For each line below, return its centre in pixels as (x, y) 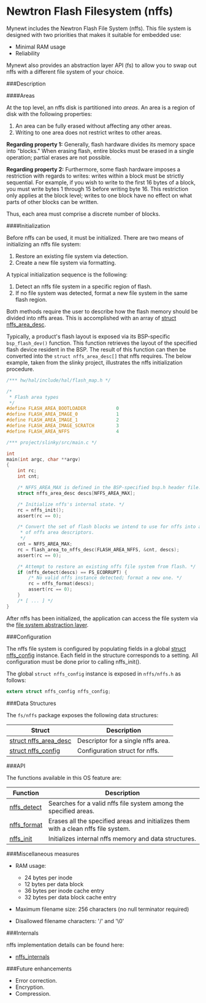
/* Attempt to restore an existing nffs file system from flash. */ (107, 567)
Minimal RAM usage (40, 47)
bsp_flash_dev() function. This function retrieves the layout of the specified (102, 343)
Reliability (27, 53)
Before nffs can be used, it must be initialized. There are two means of (95, 237)
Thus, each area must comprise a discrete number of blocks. (83, 214)
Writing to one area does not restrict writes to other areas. (89, 132)
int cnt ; (29, 477)
